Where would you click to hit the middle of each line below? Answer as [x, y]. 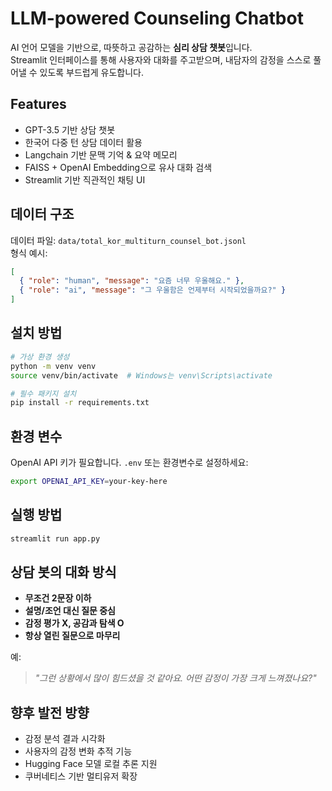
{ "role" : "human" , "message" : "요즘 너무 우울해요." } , [132, 281]
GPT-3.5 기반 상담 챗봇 [70, 129]
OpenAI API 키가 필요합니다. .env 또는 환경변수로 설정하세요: [129, 463]
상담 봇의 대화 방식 [63, 572]
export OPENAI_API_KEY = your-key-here [89, 482]
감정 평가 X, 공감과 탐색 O [74, 623]
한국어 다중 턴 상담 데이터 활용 [83, 142]
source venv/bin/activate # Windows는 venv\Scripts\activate [141, 375]
